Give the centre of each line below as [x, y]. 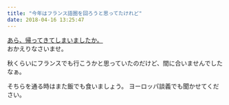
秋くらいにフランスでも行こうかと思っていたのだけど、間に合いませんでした [115, 63]
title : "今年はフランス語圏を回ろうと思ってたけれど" [75, 13]
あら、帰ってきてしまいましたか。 [55, 40]
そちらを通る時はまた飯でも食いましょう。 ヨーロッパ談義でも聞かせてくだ [113, 86]
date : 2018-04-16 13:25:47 [46, 20]
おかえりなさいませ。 [37, 48]
